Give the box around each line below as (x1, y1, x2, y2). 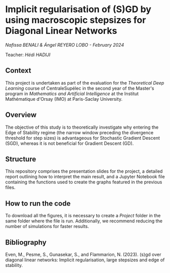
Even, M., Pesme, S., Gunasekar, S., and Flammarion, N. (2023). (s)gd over (5, 252, 161, 257)
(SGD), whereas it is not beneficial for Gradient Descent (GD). (5, 140, 134, 146)
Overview (5, 110, 37, 120)
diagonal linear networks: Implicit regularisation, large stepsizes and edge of (5, 257, 165, 263)
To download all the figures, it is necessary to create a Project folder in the (5, 213, 161, 219)
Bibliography (5, 238, 47, 247)
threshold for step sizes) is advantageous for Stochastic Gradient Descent (5, 135, 160, 141)
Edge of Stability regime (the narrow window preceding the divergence (5, 129, 154, 135)
